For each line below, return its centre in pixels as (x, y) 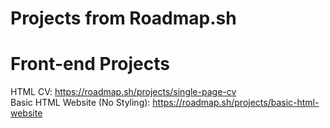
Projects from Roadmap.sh (123, 18)
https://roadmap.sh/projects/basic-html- (236, 103)
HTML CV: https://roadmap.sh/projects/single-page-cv (123, 92)
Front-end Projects (90, 64)
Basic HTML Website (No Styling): (80, 103)
